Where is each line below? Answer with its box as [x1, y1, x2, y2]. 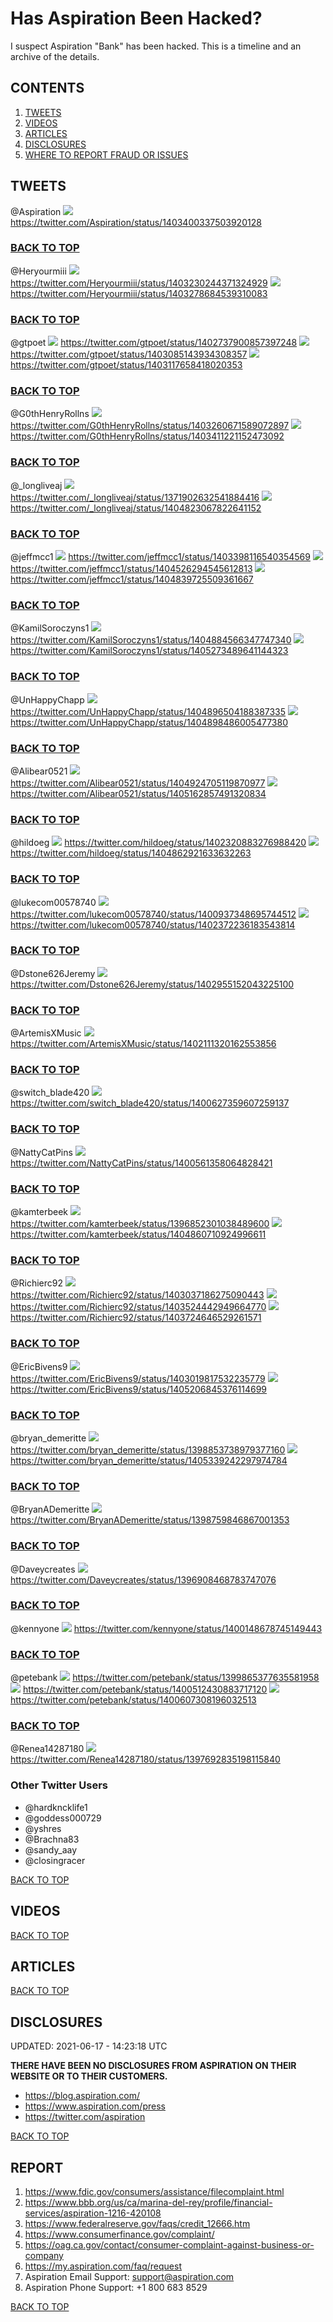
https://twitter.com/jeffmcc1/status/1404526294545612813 [10, 563, 253, 575]
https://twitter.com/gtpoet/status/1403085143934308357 [10, 348, 248, 361]
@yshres [24, 1822, 62, 1834]
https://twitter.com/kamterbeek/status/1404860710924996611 [10, 1228, 267, 1241]
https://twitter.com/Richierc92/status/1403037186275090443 [10, 1289, 265, 1301]
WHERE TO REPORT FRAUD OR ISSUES [24, 148, 189, 161]
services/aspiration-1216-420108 [24, 2207, 162, 2219]
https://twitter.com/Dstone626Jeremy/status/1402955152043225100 [10, 978, 295, 990]
